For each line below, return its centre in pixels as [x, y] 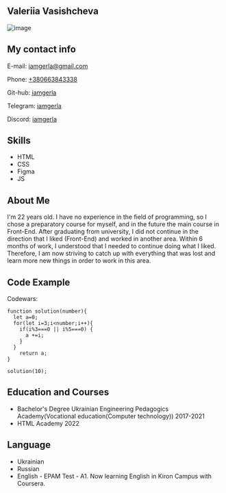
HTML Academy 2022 [48, 423]
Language [29, 445]
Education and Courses [58, 393]
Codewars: [23, 299]
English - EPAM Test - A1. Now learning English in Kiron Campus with [114, 476]
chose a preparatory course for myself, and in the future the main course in [113, 224]
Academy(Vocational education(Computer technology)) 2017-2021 [111, 416]
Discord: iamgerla [32, 119]
